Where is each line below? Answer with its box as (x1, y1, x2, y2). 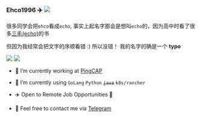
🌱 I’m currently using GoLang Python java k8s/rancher (14, 79, 146, 86)
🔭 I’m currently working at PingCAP (14, 67, 103, 75)
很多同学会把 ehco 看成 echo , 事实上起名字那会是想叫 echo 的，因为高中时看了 (6, 22, 190, 29)
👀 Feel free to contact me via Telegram (14, 105, 112, 112)
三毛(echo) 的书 (11, 30, 49, 37)
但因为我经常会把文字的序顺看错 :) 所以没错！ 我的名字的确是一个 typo (6, 43, 181, 50)
